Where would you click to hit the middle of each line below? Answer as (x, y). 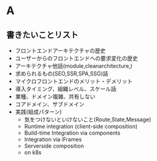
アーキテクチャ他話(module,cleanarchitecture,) (74, 66)
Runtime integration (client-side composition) (81, 126)
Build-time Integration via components (72, 133)
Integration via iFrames (53, 139)
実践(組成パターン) (38, 112)
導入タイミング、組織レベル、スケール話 (66, 89)
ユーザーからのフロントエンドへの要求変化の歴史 (76, 58)
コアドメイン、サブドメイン (50, 104)
